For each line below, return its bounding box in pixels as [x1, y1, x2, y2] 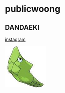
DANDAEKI [5, 23, 40, 32]
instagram [5, 36, 26, 42]
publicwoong [5, 3, 61, 15]
